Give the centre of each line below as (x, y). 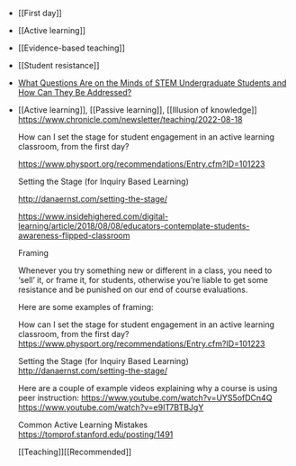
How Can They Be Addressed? (75, 92)
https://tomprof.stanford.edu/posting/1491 (95, 434)
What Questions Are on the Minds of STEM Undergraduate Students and (152, 83)
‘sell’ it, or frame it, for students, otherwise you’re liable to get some (143, 280)
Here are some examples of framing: (86, 307)
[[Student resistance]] (58, 65)
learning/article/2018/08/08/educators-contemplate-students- (134, 226)
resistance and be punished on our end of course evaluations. (133, 289)
